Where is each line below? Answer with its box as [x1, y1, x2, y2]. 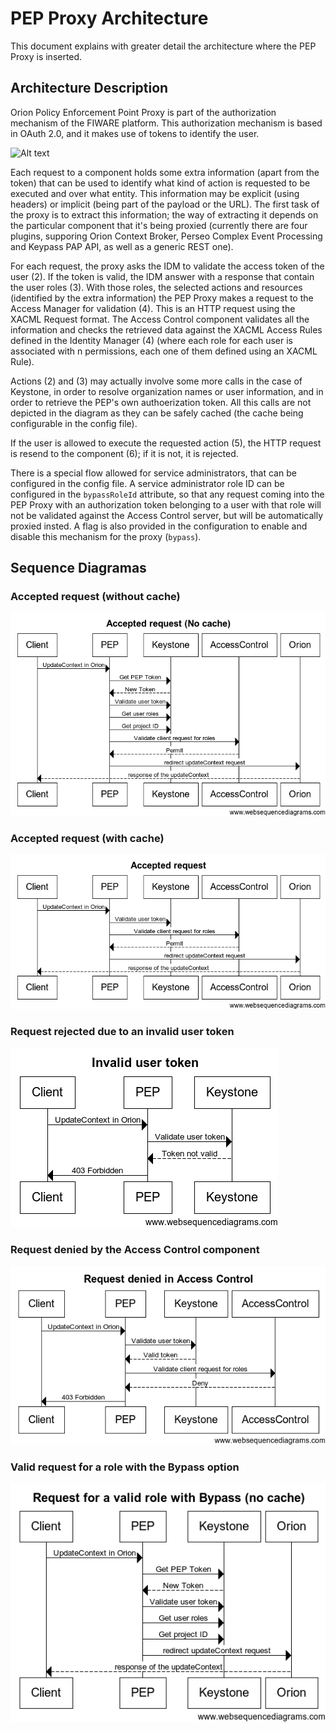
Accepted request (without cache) [10, 590, 181, 604]
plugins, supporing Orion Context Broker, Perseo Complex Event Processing [10, 230, 323, 242]
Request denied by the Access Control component [10, 1243, 260, 1257]
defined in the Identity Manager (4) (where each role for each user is [10, 334, 293, 346]
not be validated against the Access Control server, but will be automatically [10, 509, 324, 521]
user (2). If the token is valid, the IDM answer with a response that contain [10, 270, 315, 282]
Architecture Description [10, 80, 169, 97]
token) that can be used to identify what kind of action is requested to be [10, 177, 311, 189]
